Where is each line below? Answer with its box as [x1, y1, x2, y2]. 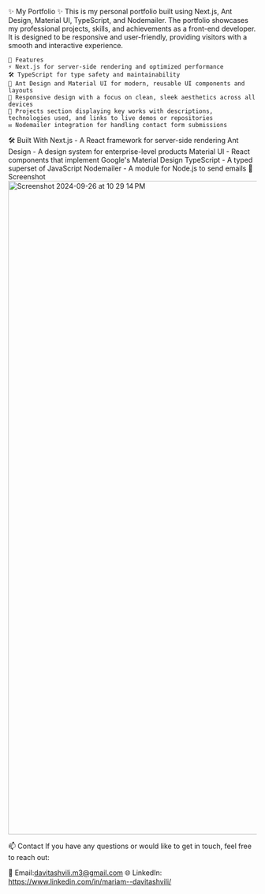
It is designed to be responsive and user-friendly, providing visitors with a [8, 32, 248, 42]
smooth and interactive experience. [8, 41, 124, 50]
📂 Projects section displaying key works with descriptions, [8, 107, 214, 115]
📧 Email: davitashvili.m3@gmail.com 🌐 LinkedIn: [8, 868, 162, 877]
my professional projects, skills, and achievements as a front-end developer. [8, 24, 256, 33]
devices [8, 100, 34, 108]
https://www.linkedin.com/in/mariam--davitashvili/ [8, 877, 172, 886]
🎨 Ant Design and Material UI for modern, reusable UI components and [8, 80, 245, 88]
